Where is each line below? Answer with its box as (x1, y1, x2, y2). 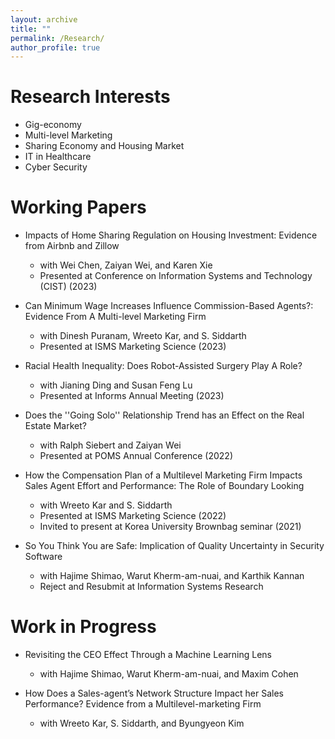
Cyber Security (24, 161, 88, 173)
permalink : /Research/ (10, 33, 105, 43)
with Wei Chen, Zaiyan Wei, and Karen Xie (39, 259, 213, 271)
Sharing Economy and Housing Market (24, 140, 185, 152)
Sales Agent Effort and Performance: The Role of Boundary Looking (24, 480, 305, 492)
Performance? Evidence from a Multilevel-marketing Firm (24, 698, 262, 710)
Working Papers (10, 196, 147, 219)
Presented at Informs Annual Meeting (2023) (39, 390, 225, 402)
